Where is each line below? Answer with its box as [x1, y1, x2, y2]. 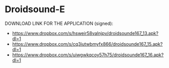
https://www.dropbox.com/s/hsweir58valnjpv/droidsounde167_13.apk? [12, 30, 159, 36]
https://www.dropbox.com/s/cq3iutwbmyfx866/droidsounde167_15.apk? [12, 41, 163, 47]
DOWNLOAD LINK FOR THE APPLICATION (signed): [5, 20, 114, 26]
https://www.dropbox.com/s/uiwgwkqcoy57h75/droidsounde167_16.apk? [12, 52, 164, 58]
